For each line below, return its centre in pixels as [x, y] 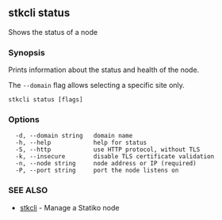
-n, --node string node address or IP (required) [106, 164]
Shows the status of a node [53, 32]
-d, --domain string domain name [74, 136]
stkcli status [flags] [46, 100]
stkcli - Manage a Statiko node [69, 207]
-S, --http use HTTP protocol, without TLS [108, 150]
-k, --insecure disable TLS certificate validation [115, 157]
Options [24, 119]
